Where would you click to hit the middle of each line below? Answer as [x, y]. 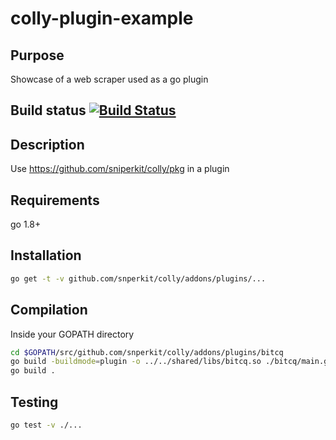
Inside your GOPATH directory [72, 334]
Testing [34, 402]
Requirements [55, 200]
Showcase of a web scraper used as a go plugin [109, 79]
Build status [48, 110]
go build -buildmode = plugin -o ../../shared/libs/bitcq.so [136, 362]
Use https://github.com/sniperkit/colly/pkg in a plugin [120, 169]
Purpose [37, 55]
